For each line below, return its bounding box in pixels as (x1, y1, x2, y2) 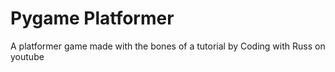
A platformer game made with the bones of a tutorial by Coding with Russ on (10, 40, 326, 52)
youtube (10, 50, 45, 62)
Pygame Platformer (10, 7, 175, 30)
